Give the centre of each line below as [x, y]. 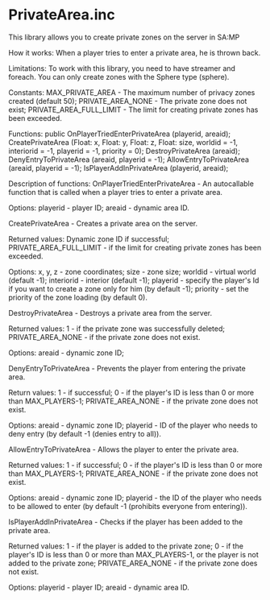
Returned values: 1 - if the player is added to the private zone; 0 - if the [126, 546]
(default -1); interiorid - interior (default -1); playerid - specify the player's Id [134, 280]
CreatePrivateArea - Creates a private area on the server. [103, 223]
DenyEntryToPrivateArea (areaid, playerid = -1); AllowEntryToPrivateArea [129, 159]
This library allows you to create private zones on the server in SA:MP [124, 37]
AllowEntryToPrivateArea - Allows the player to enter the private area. [124, 449]
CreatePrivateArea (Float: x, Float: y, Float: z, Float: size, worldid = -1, [123, 142]
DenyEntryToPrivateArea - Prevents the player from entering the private [127, 368]
